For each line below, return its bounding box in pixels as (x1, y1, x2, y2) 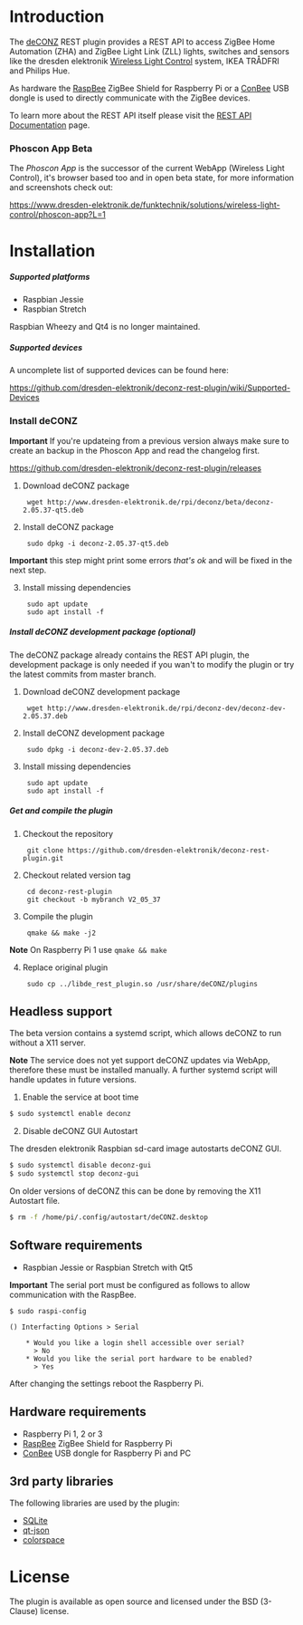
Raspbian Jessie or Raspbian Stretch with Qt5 (22, 1262, 194, 1273)
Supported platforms (9, 272, 90, 283)
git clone (26, 845, 64, 855)
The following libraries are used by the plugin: (9, 1497, 180, 1509)
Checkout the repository (22, 828, 114, 839)
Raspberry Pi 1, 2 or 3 (22, 1428, 103, 1439)
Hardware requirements (9, 1404, 147, 1419)
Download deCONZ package (22, 480, 129, 491)
